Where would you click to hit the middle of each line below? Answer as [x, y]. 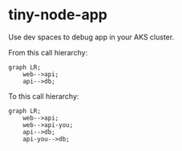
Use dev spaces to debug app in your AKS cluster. [91, 37]
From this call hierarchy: [48, 52]
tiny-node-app [58, 15]
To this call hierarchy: [44, 96]
